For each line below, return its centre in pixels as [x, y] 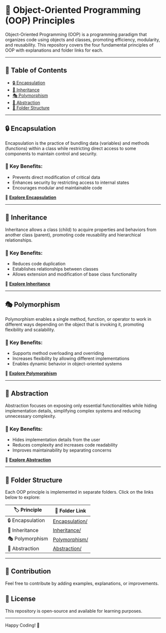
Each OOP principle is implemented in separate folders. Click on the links [79, 492]
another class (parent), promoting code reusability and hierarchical [73, 234]
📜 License [21, 599]
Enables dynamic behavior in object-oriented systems [67, 364]
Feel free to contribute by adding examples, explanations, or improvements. [82, 583]
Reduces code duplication [39, 263]
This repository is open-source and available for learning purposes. [74, 611]
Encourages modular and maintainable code [57, 187]
